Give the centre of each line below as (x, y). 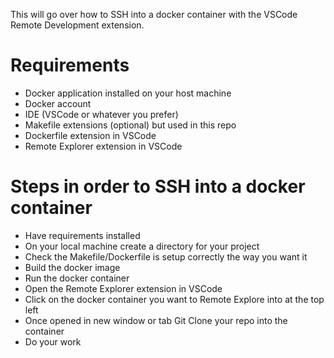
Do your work (53, 341)
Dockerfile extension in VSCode (90, 135)
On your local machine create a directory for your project (142, 246)
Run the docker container (77, 278)
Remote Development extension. (77, 25)
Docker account (58, 103)
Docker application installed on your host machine (128, 93)
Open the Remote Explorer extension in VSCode (123, 288)
